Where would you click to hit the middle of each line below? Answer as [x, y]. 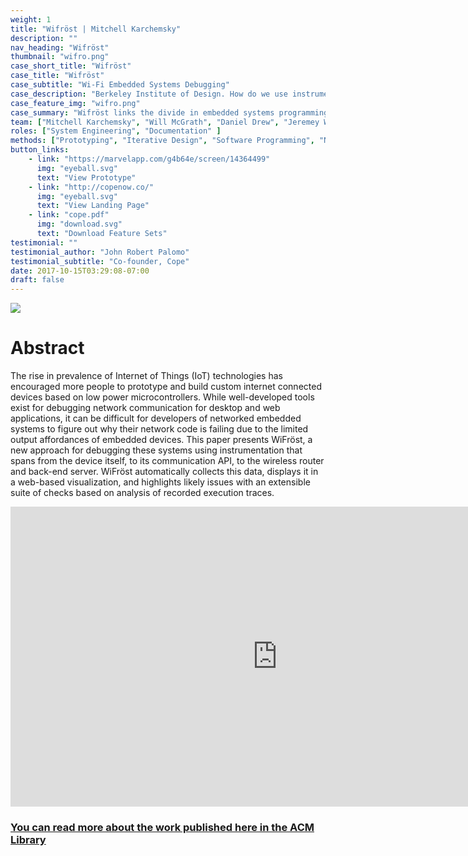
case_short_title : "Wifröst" [71, 66]
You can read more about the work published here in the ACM [162, 827]
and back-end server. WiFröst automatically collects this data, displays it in [164, 472]
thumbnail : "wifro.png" [60, 57]
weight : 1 [31, 19]
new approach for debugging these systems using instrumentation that [156, 450]
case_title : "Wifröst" [57, 76]
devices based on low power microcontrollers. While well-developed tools [162, 397]
